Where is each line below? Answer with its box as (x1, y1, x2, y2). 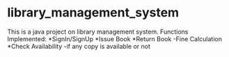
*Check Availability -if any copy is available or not (7, 42, 151, 50)
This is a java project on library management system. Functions (7, 27, 189, 36)
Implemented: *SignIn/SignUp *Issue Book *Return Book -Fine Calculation (7, 34, 223, 43)
